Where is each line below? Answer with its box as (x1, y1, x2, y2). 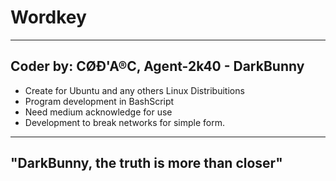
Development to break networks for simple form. (24, 116, 226, 128)
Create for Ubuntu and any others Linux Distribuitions (24, 84, 245, 96)
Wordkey (10, 6, 87, 29)
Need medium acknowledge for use (24, 106, 173, 118)
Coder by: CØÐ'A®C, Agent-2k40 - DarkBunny (10, 58, 305, 75)
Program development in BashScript (24, 95, 175, 107)
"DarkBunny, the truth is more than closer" (10, 155, 283, 172)
